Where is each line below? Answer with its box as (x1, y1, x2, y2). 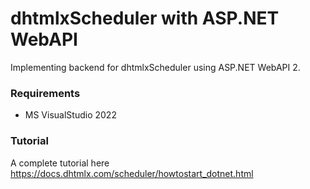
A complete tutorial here (10, 157, 110, 169)
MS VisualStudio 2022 (24, 109, 117, 121)
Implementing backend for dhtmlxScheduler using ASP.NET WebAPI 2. (10, 61, 301, 73)
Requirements (10, 86, 81, 100)
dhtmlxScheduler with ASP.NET (10, 7, 280, 30)
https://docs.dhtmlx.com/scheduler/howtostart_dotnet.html (10, 167, 254, 179)
